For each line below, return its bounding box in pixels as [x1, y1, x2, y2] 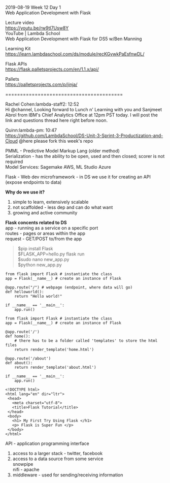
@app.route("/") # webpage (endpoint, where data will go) [5, 285, 133, 290]
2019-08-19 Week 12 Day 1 [5, 5, 61, 10]
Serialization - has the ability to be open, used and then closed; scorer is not [5, 153, 165, 159]
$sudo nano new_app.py [17, 256, 70, 262]
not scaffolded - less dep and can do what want [12, 204, 113, 210]
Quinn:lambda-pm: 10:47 [5, 127, 57, 133]
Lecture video [5, 20, 35, 25]
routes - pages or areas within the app [5, 231, 85, 236]
